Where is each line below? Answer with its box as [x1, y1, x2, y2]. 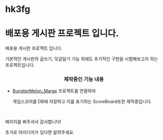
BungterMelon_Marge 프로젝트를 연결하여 [12, 88, 96, 94]
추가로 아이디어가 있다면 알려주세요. [5, 130, 75, 136]
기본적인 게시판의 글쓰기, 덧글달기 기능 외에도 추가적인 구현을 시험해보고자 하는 [5, 56, 159, 62]
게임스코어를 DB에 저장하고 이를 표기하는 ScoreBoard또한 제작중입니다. [12, 99, 152, 105]
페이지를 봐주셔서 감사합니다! [5, 119, 61, 125]
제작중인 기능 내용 [63, 76, 104, 83]
